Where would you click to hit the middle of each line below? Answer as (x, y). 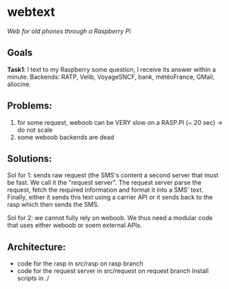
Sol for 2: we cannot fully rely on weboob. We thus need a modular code (110, 218)
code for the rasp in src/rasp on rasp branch (80, 263)
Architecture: (37, 247)
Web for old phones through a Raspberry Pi (69, 31)
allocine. (19, 84)
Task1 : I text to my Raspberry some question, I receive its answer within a (111, 69)
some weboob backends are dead (66, 137)
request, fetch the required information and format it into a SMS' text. (105, 190)
